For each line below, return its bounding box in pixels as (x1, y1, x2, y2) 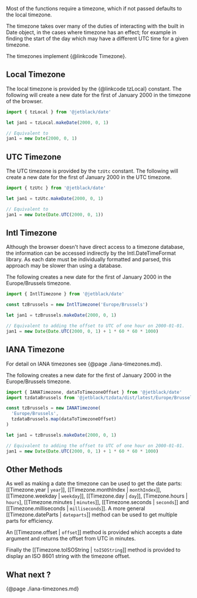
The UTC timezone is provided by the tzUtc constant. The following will (6, 167, 179, 175)
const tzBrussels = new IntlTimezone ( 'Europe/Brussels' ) (6, 302, 148, 308)
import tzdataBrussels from (6, 394, 75, 401)
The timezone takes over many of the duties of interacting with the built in (6, 23, 185, 29)
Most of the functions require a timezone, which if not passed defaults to (6, 5, 182, 12)
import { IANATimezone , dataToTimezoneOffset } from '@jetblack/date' (6, 389, 182, 395)
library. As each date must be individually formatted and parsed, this (6, 256, 171, 263)
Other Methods (6, 464, 63, 474)
